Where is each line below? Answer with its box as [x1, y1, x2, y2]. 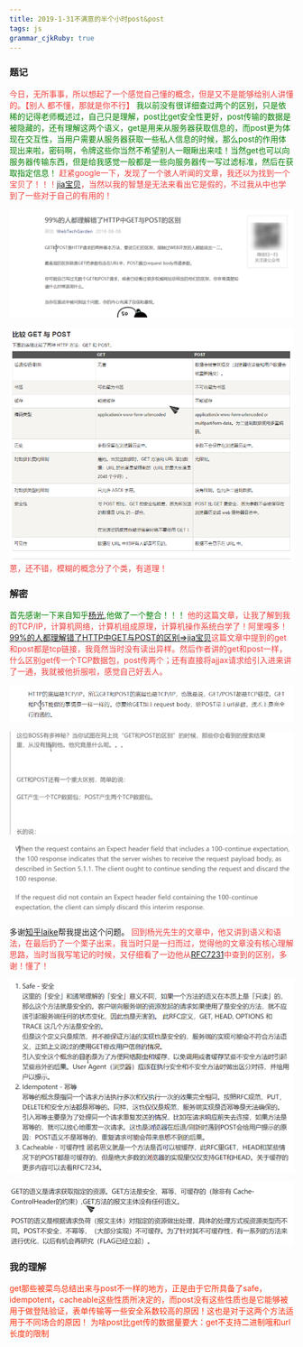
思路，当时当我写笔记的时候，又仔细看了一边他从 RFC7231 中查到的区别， [9, 948, 280, 960]
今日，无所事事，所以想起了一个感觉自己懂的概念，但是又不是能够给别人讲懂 [9, 88, 294, 99]
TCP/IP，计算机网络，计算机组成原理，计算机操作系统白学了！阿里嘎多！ [16, 621, 289, 632]
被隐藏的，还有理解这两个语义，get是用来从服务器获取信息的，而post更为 [9, 122, 283, 133]
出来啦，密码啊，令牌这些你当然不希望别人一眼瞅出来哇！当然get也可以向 [16, 144, 290, 155]
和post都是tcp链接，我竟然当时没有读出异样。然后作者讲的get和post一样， [9, 643, 288, 654]
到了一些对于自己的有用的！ [9, 189, 113, 200]
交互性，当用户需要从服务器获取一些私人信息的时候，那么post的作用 [24, 134, 279, 144]
